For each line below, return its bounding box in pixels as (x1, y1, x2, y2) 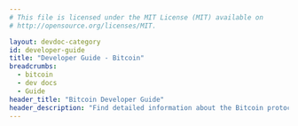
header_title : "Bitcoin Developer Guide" (9, 95, 165, 104)
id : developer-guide (9, 45, 86, 54)
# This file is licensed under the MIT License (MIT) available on (9, 12, 264, 22)
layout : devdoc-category (9, 37, 101, 46)
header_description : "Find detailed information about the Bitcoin (9, 103, 264, 112)
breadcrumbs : (9, 62, 58, 71)
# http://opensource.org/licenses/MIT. (9, 21, 157, 30)
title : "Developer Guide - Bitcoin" (9, 54, 145, 63)
